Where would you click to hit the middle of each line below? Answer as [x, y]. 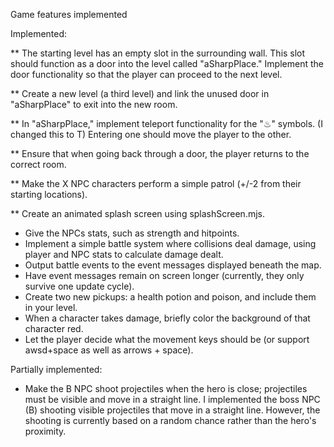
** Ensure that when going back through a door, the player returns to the [160, 153]
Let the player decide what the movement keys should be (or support [167, 339]
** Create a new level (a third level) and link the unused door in [140, 93]
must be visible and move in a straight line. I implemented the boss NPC [172, 399]
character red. [54, 328]
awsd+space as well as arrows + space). [109, 350]
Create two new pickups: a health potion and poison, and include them [170, 297]
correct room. [38, 164]
